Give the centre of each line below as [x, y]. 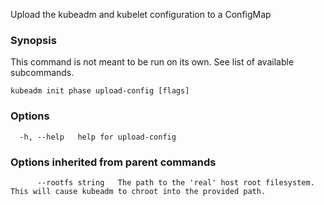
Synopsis [33, 40]
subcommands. [42, 73]
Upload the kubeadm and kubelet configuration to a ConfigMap [141, 14]
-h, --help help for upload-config [98, 137]
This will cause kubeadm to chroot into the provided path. [138, 191]
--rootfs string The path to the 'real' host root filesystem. [175, 182]
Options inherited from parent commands [113, 162]
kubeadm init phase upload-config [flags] [100, 91]
